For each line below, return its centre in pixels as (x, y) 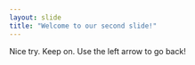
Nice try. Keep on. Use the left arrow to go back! (98, 51)
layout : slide (36, 17)
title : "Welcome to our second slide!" (83, 26)
